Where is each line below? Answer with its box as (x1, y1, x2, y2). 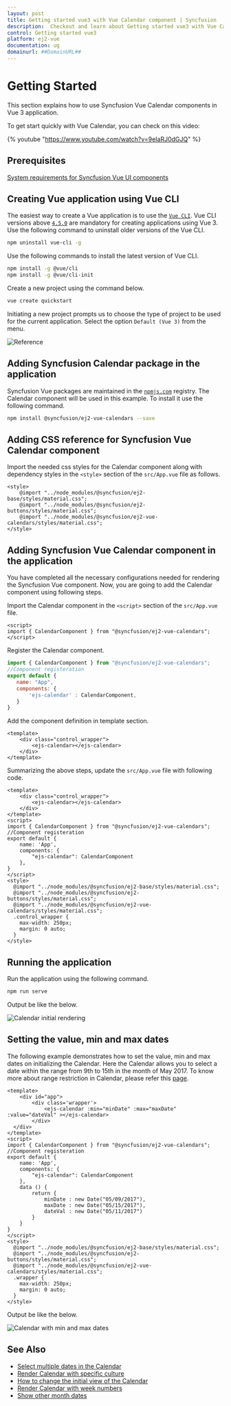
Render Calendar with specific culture (16, 1369, 125, 1378)
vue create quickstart (7, 298, 72, 304)
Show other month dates (16, 1391, 87, 1399)
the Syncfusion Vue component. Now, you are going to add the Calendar (7, 581, 213, 589)
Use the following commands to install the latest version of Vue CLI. (7, 252, 199, 260)
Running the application (7, 956, 112, 968)
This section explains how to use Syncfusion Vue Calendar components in (7, 101, 218, 109)
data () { (19, 1183, 48, 1190)
